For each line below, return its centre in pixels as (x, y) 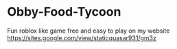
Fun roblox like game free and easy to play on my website (88, 31)
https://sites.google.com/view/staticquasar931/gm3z (82, 37)
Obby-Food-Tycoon (64, 12)
